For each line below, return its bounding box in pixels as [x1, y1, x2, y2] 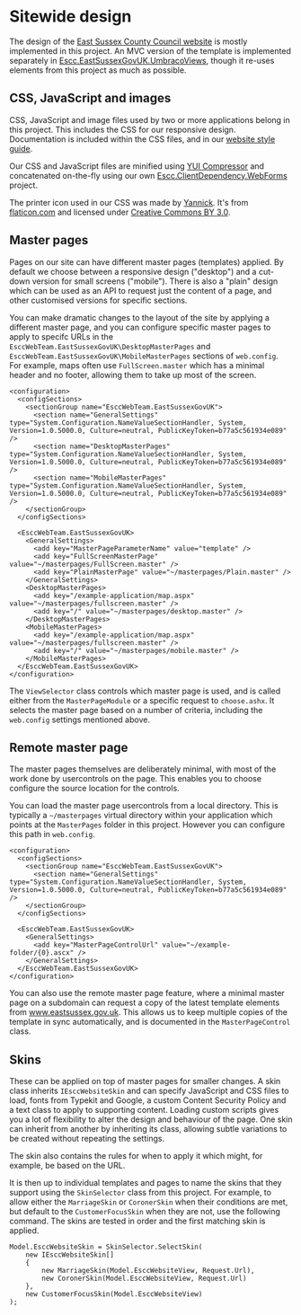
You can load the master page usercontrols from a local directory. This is [9, 800, 279, 811]
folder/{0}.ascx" [9, 949, 75, 958]
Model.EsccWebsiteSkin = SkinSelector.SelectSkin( [9, 1242, 203, 1252]
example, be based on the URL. [9, 1161, 126, 1171]
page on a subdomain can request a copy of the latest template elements [9, 997, 280, 1008]
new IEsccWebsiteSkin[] [25, 1250, 115, 1259]
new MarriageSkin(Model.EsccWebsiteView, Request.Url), [41, 1266, 255, 1275]
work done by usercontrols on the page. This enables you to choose [9, 773, 262, 784]
